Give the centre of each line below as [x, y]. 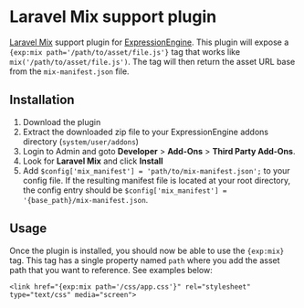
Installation [42, 100]
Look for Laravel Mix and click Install [93, 161]
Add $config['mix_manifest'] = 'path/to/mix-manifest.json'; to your [156, 170]
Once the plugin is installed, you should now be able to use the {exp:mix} [147, 250]
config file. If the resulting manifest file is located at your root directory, [156, 180]
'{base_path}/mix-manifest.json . [85, 199]
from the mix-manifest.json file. [69, 71]
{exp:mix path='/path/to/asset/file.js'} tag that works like [125, 51]
